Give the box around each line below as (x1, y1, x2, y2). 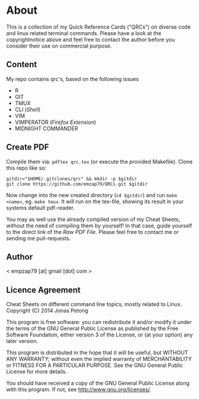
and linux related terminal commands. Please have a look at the (6, 29, 161, 36)
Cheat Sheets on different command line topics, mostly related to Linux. (6, 301, 182, 308)
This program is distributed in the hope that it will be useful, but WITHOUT (6, 349, 188, 356)
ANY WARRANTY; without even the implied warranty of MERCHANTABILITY (6, 356, 192, 363)
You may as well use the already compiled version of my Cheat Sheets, (6, 216, 181, 223)
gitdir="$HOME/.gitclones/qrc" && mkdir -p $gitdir (6, 176, 137, 182)
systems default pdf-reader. (6, 204, 75, 211)
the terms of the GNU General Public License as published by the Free (6, 325, 179, 332)
